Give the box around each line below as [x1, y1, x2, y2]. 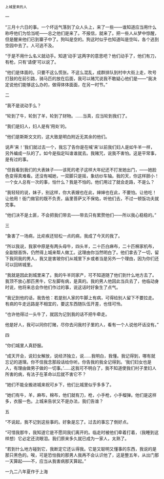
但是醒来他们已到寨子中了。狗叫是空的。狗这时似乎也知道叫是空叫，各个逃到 [5, 36, 159, 42]
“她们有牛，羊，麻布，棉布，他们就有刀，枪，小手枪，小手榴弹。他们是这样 [5, 392, 157, 398]
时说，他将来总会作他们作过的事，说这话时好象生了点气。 [5, 285, 121, 290]
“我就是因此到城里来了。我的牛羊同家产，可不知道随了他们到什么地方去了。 [5, 272, 157, 278]
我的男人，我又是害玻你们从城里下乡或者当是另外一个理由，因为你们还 [18, 256, 159, 261]
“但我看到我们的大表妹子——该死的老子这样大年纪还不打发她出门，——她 [5, 167, 153, 172]
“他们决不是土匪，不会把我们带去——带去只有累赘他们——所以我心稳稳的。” [5, 212, 157, 218]
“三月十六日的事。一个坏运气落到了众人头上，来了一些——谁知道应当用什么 [5, 24, 157, 30]
